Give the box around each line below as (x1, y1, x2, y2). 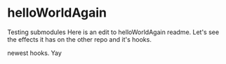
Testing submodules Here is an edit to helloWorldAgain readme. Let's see (7, 28, 220, 36)
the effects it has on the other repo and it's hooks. (7, 35, 152, 43)
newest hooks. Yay (7, 49, 62, 57)
